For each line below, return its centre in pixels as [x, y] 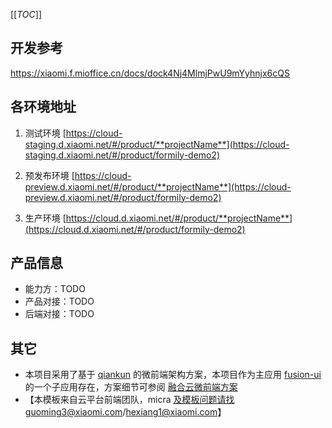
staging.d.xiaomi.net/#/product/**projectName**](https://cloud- [157, 144]
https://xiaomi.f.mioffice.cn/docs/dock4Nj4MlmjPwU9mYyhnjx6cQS [150, 73]
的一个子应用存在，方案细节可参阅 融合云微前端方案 [131, 387]
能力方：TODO [55, 289]
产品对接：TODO [59, 301]
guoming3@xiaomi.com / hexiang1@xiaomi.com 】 [125, 412]
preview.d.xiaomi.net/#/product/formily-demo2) [123, 197]
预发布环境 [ [49, 175]
